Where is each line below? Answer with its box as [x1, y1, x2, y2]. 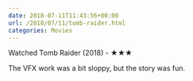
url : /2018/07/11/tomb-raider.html [8, 19, 126, 27]
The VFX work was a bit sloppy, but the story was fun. [8, 64, 185, 73]
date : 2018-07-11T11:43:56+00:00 [8, 11, 119, 20]
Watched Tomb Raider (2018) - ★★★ [8, 48, 133, 58]
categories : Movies [8, 26, 73, 34]
